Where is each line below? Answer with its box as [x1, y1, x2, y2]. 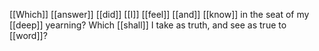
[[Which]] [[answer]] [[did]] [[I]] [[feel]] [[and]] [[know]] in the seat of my [9, 9, 310, 20]
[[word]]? [9, 30, 48, 41]
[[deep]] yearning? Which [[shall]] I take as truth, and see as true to [9, 19, 287, 31]
